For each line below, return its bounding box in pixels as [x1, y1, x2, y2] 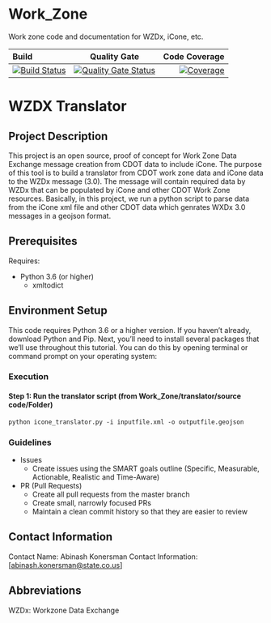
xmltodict [32, 280, 64, 290]
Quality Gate [90, 50, 140, 62]
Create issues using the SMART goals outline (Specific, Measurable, [32, 463, 260, 473]
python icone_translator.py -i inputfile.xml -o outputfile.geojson [8, 418, 244, 426]
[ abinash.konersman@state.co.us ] [8, 560, 123, 570]
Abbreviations [8, 584, 82, 598]
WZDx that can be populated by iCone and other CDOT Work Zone [8, 185, 231, 194]
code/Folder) [8, 400, 53, 410]
